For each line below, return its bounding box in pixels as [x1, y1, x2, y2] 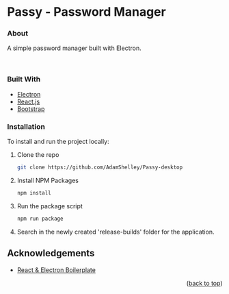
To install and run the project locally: [7, 138, 109, 146]
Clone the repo [16, 151, 59, 159]
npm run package [16, 215, 64, 222]
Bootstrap [16, 104, 45, 113]
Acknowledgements [7, 247, 95, 259]
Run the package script [16, 201, 83, 210]
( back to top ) [186, 279, 223, 287]
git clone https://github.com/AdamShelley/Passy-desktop [16, 164, 183, 171]
